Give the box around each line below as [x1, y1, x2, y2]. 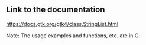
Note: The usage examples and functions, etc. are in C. [6, 32, 141, 39]
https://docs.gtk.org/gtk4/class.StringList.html [6, 20, 119, 27]
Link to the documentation [6, 5, 105, 15]
